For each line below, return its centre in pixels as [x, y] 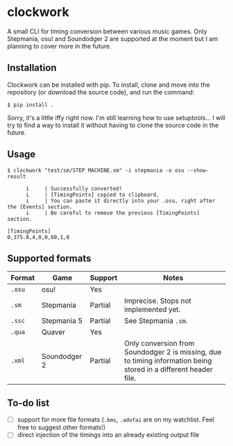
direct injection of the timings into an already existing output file [108, 435]
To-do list [28, 403]
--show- [198, 170]
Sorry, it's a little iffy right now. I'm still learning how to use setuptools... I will [116, 117]
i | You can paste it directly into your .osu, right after [120, 201]
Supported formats [49, 258]
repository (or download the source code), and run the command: [101, 92]
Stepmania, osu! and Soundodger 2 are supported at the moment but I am [113, 38]
